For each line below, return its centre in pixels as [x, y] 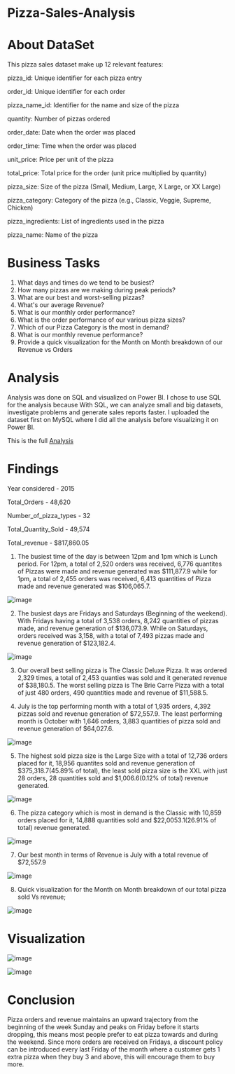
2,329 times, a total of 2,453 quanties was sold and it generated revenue [122, 677]
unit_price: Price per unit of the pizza [60, 160]
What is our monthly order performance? [76, 313]
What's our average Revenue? [61, 305]
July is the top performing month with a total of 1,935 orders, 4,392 [114, 706]
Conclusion [41, 1000]
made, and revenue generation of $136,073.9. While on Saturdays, [113, 628]
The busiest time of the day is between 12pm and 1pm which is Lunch [117, 556]
